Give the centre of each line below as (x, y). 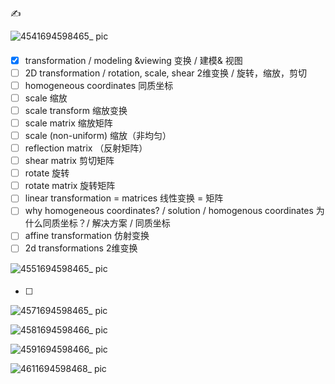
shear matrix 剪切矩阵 (69, 161)
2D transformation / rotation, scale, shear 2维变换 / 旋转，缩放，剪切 (166, 73)
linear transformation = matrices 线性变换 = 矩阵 (124, 198)
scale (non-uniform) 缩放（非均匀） (98, 135)
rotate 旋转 (47, 173)
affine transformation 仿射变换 (87, 236)
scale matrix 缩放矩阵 (68, 123)
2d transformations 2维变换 (81, 248)
